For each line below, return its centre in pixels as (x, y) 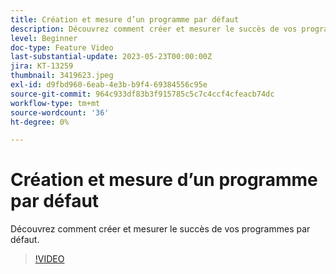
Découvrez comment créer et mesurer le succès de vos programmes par (160, 229)
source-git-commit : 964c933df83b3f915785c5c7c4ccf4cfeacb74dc (142, 94)
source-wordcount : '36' (60, 112)
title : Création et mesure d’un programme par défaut (125, 19)
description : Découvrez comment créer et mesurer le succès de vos (154, 29)
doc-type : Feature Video (62, 47)
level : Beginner (44, 38)
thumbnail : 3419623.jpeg (62, 76)
